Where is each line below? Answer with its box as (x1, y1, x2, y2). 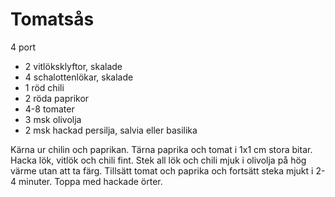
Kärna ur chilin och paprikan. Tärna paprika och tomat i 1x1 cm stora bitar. (10, 143, 313, 155)
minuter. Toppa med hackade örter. (18, 175, 163, 187)
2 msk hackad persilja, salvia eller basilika (24, 124, 198, 136)
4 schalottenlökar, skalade (24, 71, 134, 83)
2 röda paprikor (24, 92, 90, 104)
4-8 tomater (24, 103, 75, 115)
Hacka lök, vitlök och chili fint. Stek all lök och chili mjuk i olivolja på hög (10, 154, 307, 166)
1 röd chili (24, 81, 65, 93)
